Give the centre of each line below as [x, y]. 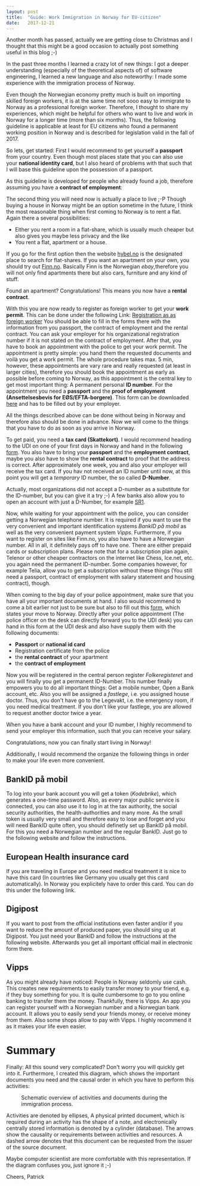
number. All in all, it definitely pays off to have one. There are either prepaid [99, 545]
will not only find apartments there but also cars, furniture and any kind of [97, 273]
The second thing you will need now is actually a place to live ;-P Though [96, 199]
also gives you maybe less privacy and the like [72, 236]
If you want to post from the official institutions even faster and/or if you [95, 923]
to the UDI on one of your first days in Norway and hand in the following [95, 446]
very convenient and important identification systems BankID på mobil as [96, 526]
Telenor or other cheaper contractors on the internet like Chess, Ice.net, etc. [100, 558]
